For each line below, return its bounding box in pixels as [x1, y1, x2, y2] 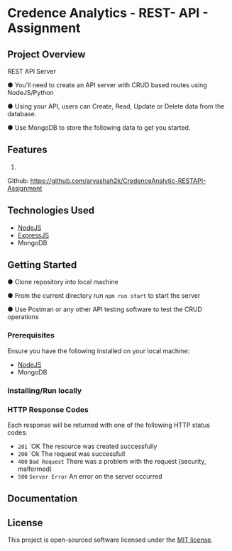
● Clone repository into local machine [7, 278, 118, 286]
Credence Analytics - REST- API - [7, 5, 209, 21]
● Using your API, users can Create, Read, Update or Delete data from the [7, 102, 225, 111]
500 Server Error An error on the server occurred [17, 472, 162, 480]
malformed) [17, 464, 53, 473]
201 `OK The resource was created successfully [17, 442, 158, 450]
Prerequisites [7, 330, 55, 340]
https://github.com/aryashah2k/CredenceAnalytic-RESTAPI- [30, 176, 206, 185]
